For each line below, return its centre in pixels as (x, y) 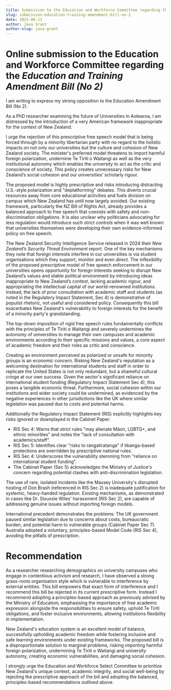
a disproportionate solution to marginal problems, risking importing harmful (84, 645)
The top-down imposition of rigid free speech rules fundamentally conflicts (84, 324)
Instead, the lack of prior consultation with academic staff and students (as (84, 292)
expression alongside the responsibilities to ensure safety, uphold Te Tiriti (83, 608)
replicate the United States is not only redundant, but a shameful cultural (82, 372)
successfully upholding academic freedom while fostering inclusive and (81, 634)
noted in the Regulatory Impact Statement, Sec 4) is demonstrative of (78, 298)
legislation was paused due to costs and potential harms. (65, 404)
